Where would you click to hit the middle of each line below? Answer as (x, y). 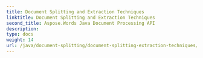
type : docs (20, 34)
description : (23, 29)
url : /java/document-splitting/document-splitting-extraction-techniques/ (102, 46)
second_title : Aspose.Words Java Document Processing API (81, 23)
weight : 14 (20, 40)
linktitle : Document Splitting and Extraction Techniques (81, 18)
